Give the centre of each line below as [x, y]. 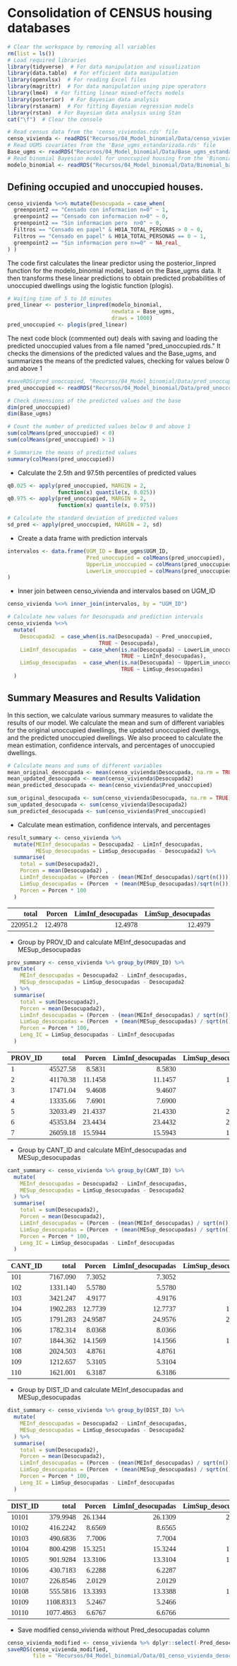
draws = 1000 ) [132, 318]
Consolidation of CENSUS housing [110, 13]
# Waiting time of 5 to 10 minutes [60, 299]
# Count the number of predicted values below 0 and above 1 [99, 427]
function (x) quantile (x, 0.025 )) [107, 492]
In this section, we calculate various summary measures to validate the [110, 715]
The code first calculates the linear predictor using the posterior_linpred [112, 263]
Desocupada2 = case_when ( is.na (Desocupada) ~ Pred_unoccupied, [116, 636]
